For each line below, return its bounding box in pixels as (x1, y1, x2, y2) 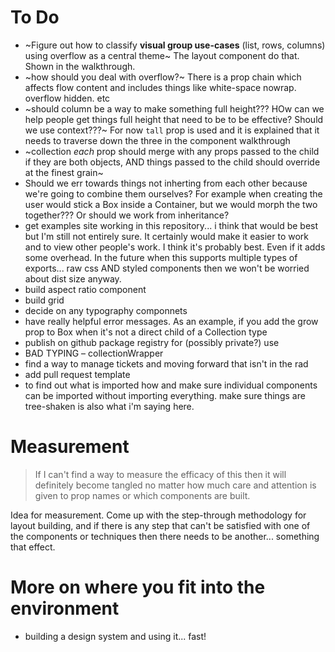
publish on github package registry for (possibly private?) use (24, 336, 280, 348)
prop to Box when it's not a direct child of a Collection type (24, 326, 268, 338)
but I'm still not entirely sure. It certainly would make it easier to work (24, 230, 309, 242)
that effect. (10, 541, 56, 553)
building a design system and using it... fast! (24, 630, 207, 642)
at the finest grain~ (24, 166, 104, 178)
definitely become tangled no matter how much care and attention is (34, 479, 317, 491)
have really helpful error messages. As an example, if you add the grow (24, 315, 319, 327)
